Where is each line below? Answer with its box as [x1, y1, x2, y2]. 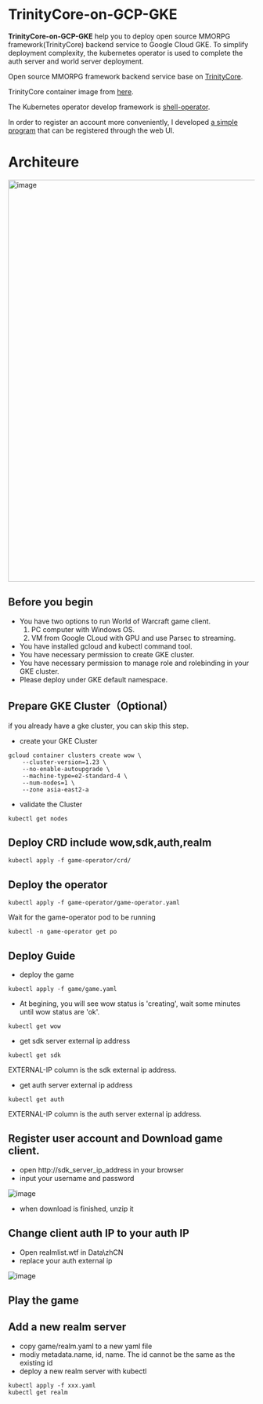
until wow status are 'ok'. [19, 1007, 100, 1016]
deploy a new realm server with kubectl [19, 1366, 147, 1376]
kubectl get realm [8, 1388, 68, 1396]
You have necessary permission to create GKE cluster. [19, 649, 195, 659]
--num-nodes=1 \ [22, 779, 76, 787]
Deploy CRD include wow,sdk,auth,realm [8, 835, 212, 849]
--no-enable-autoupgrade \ [22, 765, 110, 773]
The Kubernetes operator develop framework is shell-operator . [8, 102, 211, 112]
